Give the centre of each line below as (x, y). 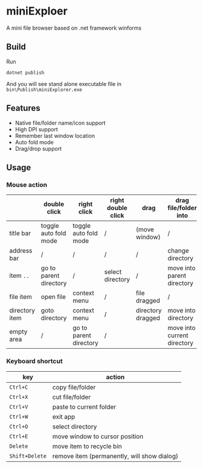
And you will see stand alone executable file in (64, 84)
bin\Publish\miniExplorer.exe (44, 90)
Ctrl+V (19, 407)
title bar (20, 233)
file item (21, 297)
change (178, 251)
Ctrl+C (19, 387)
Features (23, 108)
